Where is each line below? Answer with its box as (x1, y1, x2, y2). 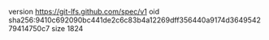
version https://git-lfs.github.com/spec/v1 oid (8, 7, 160, 16)
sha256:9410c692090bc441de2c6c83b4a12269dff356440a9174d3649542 (8, 15, 262, 25)
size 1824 (51, 24, 84, 33)
